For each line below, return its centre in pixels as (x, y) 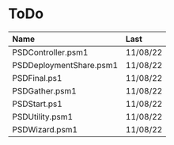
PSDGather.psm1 (44, 90)
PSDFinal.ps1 (37, 78)
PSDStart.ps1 (38, 104)
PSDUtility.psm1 (43, 116)
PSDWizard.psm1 (45, 129)
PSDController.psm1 (50, 52)
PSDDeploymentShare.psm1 (65, 65)
